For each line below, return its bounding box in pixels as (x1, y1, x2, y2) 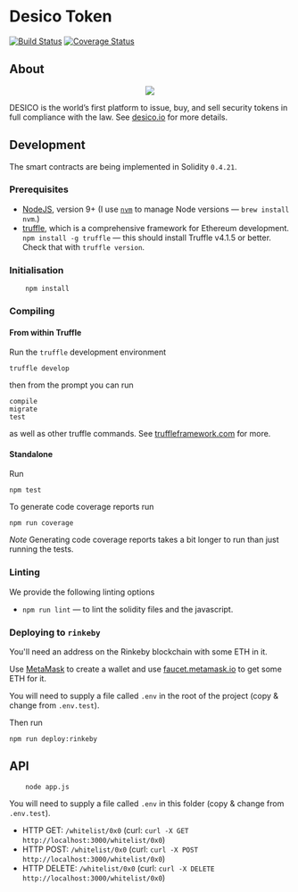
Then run (9, 717, 43, 729)
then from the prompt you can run (9, 379, 134, 390)
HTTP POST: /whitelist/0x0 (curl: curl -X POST (21, 844, 199, 854)
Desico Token (9, 6, 112, 27)
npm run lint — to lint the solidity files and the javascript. (21, 604, 234, 614)
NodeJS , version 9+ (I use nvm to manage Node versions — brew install (21, 204, 290, 214)
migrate (9, 404, 38, 414)
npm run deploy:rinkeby (9, 735, 98, 744)
